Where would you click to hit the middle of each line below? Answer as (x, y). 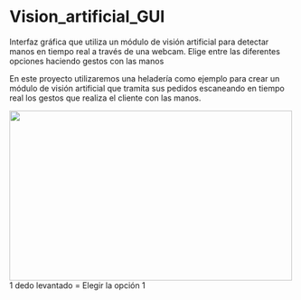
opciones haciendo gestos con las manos (87, 61)
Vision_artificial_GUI (87, 17)
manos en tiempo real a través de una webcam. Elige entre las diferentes (145, 51)
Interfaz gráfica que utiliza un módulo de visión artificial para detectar (139, 42)
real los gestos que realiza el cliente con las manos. (105, 98)
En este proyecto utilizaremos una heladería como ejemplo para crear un (145, 78)
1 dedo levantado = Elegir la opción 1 (78, 285)
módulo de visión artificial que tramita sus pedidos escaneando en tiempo (147, 88)
